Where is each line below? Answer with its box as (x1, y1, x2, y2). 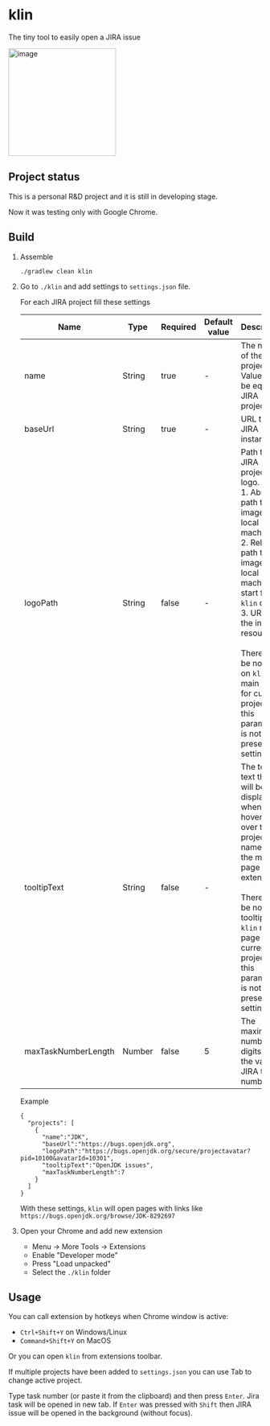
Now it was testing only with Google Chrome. (8, 207, 158, 216)
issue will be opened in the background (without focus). (8, 1408, 193, 1418)
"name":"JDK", (41, 1132, 89, 1141)
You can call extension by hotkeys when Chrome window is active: (8, 1312, 229, 1321)
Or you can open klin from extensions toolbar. (8, 1351, 163, 1361)
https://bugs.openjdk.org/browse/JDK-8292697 (19, 1212, 175, 1220)
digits (240, 1046, 262, 1057)
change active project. (8, 1375, 83, 1385)
